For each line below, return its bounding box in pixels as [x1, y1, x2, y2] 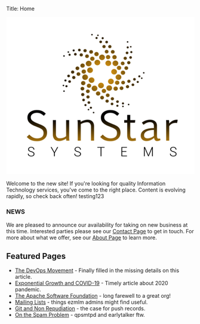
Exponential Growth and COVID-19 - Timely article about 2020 [14, 280, 168, 287]
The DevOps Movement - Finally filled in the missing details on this [14, 267, 180, 274]
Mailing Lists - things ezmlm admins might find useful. [14, 298, 148, 306]
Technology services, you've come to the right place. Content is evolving [6, 186, 186, 193]
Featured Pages [6, 251, 66, 261]
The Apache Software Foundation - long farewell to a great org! [14, 292, 171, 300]
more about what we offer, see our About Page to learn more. [6, 234, 157, 241]
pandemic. [14, 286, 42, 293]
